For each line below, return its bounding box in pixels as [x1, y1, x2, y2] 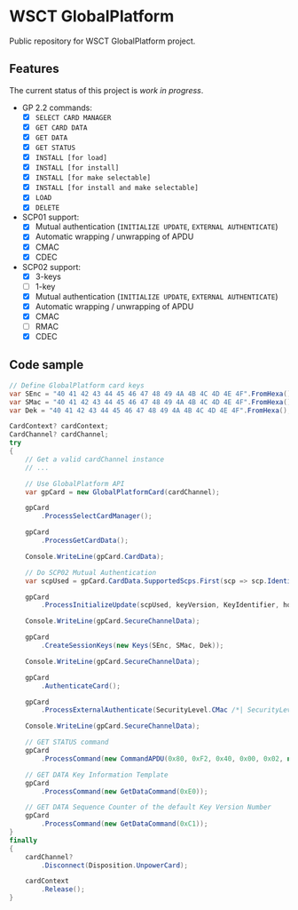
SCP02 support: [21, 261, 82, 272]
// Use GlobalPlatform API [25, 479, 125, 488]
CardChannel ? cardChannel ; [9, 430, 109, 439]
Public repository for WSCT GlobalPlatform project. [9, 36, 196, 46]
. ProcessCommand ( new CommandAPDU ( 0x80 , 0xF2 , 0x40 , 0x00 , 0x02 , [41, 754, 284, 763]
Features [9, 61, 59, 76]
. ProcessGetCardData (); [41, 536, 129, 545]
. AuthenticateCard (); [41, 682, 122, 690]
